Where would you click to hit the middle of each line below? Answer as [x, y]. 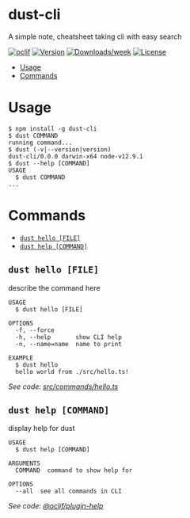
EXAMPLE [21, 358]
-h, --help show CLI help [69, 337]
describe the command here [54, 288]
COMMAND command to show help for [74, 470]
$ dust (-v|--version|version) [60, 149]
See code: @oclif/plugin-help [56, 506]
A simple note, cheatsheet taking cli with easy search [95, 36]
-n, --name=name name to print [69, 344]
